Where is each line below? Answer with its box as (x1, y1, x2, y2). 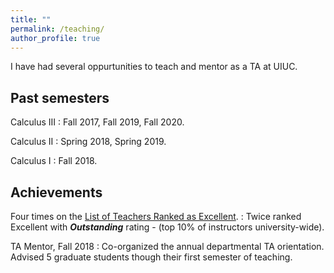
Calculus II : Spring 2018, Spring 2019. (10, 136, 167, 148)
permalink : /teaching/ (10, 24, 105, 34)
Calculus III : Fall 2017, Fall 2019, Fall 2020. (10, 116, 185, 128)
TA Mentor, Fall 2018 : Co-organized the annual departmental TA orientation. (10, 241, 325, 252)
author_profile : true (10, 33, 101, 43)
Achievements (10, 184, 103, 201)
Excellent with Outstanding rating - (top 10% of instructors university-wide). (10, 221, 325, 233)
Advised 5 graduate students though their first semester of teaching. (10, 251, 293, 263)
